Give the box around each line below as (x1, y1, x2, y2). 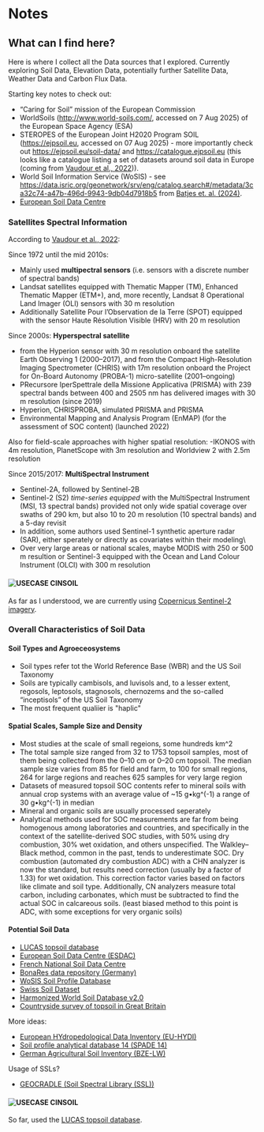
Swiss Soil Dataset (19, 985, 80, 994)
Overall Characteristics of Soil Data (8, 624, 146, 635)
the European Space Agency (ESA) (19, 122, 133, 130)
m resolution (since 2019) (19, 397, 102, 406)
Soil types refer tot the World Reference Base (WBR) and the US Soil (19, 661, 242, 670)
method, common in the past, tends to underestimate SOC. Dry (39, 847, 244, 858)
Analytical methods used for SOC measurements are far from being (19, 814, 239, 824)
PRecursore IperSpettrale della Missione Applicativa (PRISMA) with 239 (19, 380, 252, 390)
